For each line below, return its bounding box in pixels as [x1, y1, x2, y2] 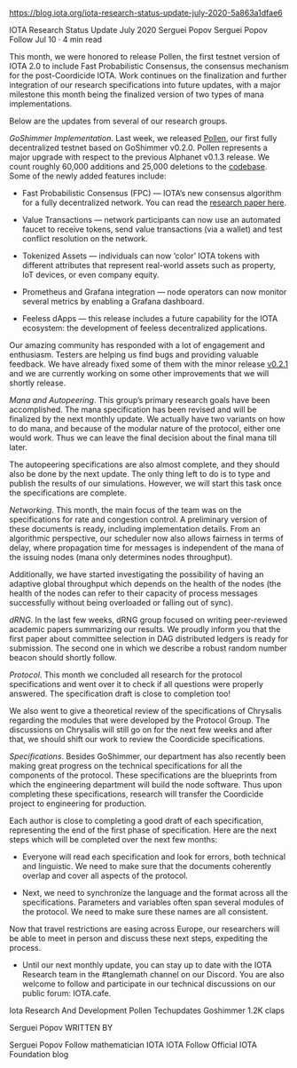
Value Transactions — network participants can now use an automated [21, 215, 281, 225]
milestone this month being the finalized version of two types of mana [9, 89, 264, 99]
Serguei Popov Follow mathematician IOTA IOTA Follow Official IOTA [9, 1040, 257, 1050]
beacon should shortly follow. [9, 653, 117, 662]
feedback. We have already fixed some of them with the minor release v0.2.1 [9, 359, 288, 369]
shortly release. [9, 377, 66, 388]
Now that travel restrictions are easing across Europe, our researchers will [9, 923, 280, 934]
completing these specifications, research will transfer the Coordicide [9, 789, 264, 799]
